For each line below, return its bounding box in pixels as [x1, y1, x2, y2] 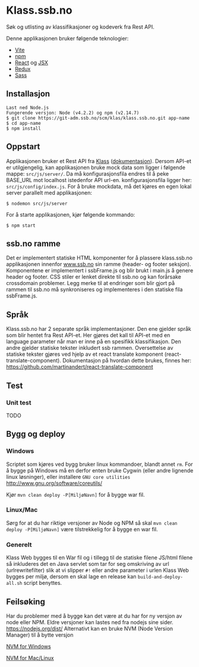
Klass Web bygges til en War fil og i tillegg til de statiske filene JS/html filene [6, 554, 193, 561]
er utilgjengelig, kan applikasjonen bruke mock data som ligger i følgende [6, 164, 186, 171]
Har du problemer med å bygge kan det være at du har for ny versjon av [6, 612, 182, 619]
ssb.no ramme [6, 239, 61, 249]
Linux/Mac [6, 506, 38, 514]
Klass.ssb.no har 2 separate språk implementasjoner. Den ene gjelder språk [6, 325, 192, 333]
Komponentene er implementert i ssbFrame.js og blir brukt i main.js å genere [6, 267, 194, 274]
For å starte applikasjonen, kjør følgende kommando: [6, 211, 135, 218]
